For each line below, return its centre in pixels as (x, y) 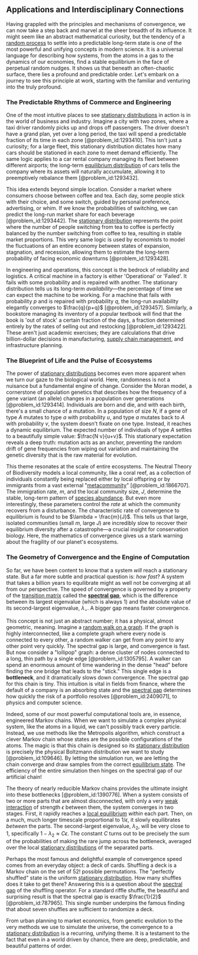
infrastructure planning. (35, 345)
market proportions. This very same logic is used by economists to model (95, 239)
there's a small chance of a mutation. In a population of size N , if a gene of (97, 411)
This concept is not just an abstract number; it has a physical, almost (90, 621)
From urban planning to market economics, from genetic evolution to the (95, 921)
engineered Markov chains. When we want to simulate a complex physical (96, 720)
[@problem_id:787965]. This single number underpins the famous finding (95, 903)
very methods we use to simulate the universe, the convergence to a (90, 927)
